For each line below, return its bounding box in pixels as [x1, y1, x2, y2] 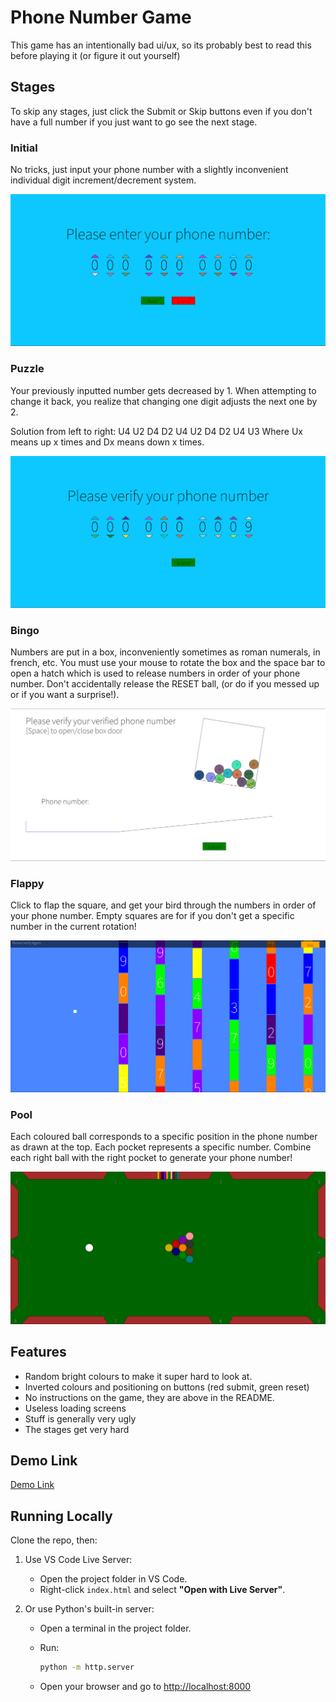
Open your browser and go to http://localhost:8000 [39, 1681, 252, 1693]
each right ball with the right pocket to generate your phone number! [10, 1152, 293, 1164]
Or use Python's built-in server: [24, 1603, 155, 1615]
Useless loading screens [24, 1402, 127, 1414]
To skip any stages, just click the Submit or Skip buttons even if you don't [10, 105, 313, 117]
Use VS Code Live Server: [24, 1554, 133, 1566]
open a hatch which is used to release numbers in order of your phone [10, 667, 301, 680]
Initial [10, 141, 38, 155]
